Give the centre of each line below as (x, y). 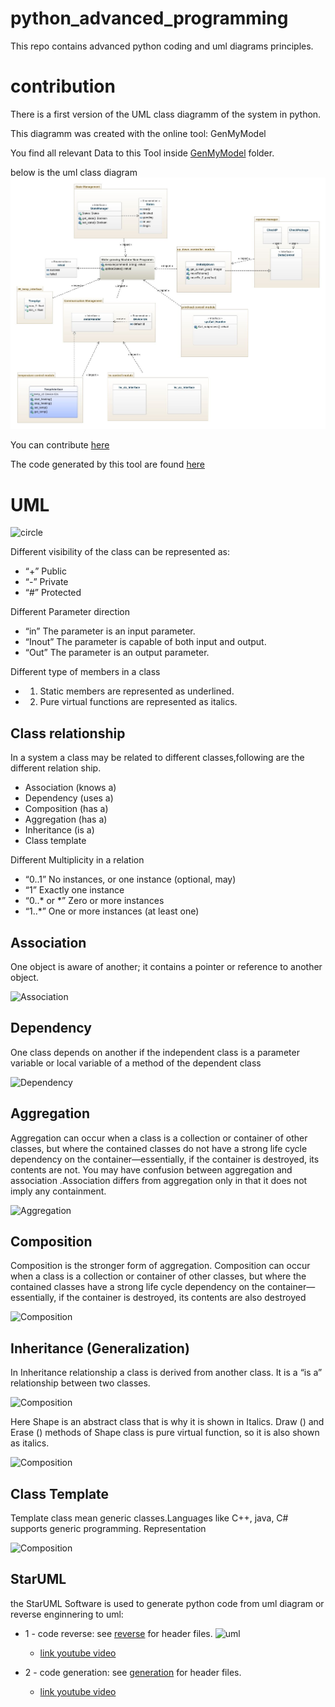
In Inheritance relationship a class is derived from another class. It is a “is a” (166, 1373)
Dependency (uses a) (69, 798)
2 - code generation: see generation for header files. (133, 1672)
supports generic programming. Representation (108, 1528)
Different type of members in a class (85, 672)
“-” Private (46, 582)
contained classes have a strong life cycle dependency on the (138, 1287)
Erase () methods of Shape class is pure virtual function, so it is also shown (165, 1433)
